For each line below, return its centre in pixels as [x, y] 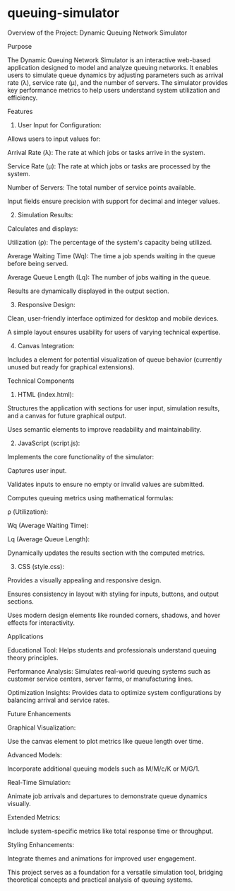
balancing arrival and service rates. [59, 700]
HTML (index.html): [46, 394]
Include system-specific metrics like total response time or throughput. [110, 831]
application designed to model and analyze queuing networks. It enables [113, 67]
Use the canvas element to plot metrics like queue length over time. [105, 741]
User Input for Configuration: [59, 125]
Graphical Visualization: [42, 728]
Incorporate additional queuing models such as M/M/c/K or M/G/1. [103, 769]
